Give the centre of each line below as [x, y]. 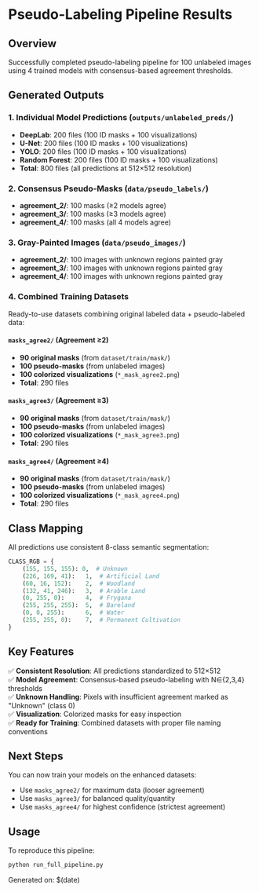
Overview [33, 44]
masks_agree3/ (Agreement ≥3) [58, 400]
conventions [28, 731]
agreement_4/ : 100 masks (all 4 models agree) [95, 222]
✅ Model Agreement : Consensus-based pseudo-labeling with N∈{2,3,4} [126, 679]
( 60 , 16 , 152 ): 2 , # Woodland [78, 583]
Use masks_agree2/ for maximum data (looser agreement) [112, 790]
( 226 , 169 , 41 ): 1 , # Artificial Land [91, 576]
